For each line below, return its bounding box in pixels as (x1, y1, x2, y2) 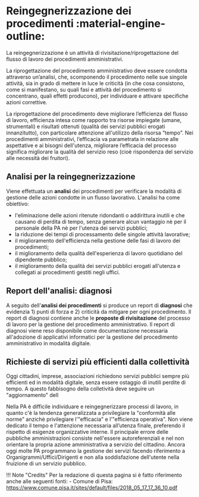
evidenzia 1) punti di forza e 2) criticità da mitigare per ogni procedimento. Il (6, 308, 191, 315)
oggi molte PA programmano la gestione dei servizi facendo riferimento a (6, 448, 185, 455)
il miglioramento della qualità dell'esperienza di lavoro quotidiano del (14, 249, 183, 257)
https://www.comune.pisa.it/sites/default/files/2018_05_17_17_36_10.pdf (6, 484, 178, 492)
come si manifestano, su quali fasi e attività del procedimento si (6, 86, 162, 93)
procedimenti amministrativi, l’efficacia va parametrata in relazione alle (6, 135, 179, 142)
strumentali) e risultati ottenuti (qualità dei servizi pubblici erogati (6, 123, 165, 130)
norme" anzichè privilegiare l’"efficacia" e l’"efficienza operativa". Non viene (6, 415, 193, 423)
